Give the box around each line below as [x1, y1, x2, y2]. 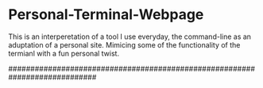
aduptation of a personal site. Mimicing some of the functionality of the [8, 40, 241, 49]
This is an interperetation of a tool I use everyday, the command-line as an [8, 32, 252, 41]
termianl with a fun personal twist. [8, 48, 120, 58]
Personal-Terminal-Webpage [8, 6, 204, 24]
